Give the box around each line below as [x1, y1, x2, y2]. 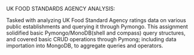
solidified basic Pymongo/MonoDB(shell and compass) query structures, [6, 29, 186, 36]
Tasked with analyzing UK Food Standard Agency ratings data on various [6, 17, 187, 23]
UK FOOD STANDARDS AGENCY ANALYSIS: [6, 5, 116, 12]
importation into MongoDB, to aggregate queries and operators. [6, 42, 163, 49]
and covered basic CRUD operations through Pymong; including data [6, 36, 177, 42]
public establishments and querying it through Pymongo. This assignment [6, 23, 189, 30]
